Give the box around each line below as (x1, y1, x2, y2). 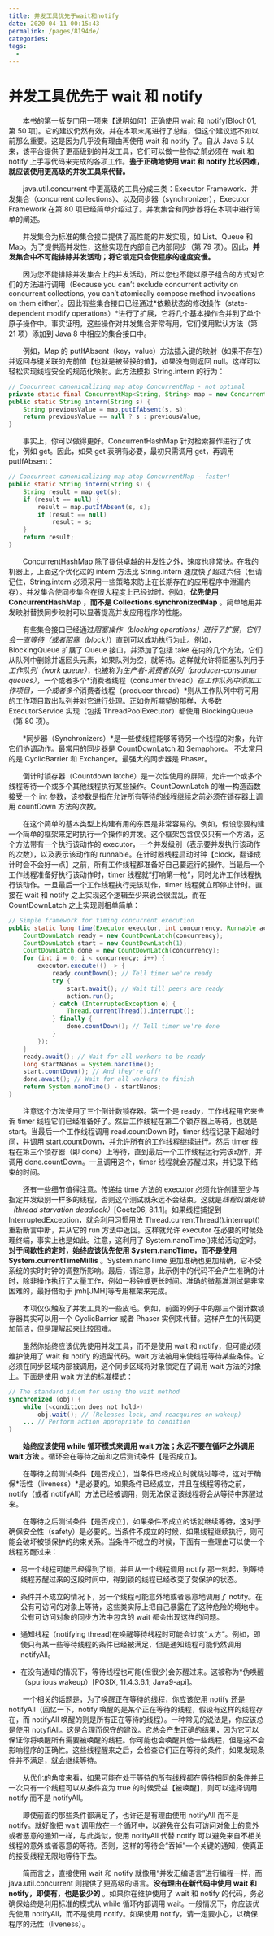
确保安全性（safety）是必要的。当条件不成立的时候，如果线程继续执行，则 (8, 1527, 258, 1537)
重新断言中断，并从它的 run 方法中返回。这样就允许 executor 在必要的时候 (8, 1225, 257, 1235)
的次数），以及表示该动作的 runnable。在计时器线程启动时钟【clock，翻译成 (8, 849, 262, 859)
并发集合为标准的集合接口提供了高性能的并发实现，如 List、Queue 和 (23, 231, 254, 241)
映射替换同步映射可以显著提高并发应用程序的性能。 (15, 607, 187, 617)
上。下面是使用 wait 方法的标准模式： (8, 1371, 134, 1381)
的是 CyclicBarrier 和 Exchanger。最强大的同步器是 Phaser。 (8, 753, 212, 763)
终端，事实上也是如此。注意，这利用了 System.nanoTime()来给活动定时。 (15, 1235, 261, 1245)
